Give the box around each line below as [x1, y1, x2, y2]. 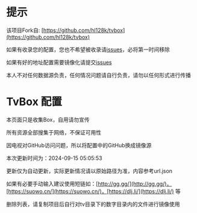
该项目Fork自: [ [6, 27, 44, 34]
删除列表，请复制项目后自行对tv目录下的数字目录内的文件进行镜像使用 [6, 200, 180, 208]
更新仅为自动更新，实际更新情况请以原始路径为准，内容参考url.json [6, 167, 173, 174]
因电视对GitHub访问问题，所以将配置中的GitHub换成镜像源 [6, 141, 152, 148]
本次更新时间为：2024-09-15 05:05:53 [6, 154, 102, 162]
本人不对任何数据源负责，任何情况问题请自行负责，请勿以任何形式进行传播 [6, 71, 191, 78]
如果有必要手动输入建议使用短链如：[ [6, 180, 98, 187]
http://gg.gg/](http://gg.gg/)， [98, 180, 172, 187]
